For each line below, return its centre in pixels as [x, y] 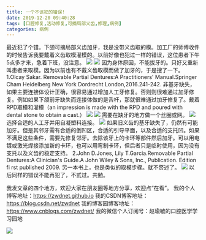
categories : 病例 [28, 29]
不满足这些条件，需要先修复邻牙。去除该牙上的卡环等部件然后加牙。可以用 [100, 138]
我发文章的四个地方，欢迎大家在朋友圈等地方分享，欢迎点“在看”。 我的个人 [101, 188]
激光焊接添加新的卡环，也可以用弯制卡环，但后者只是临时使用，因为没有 [108, 146]
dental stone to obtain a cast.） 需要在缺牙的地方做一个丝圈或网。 [97, 115]
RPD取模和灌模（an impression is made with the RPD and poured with [94, 107]
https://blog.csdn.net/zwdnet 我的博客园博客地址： [71, 203]
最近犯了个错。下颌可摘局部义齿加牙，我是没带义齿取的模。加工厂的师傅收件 [103, 47]
